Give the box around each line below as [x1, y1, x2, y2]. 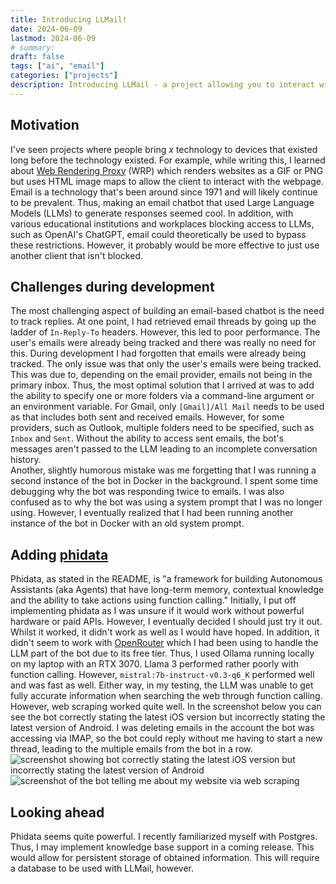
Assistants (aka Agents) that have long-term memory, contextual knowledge [10, 584, 325, 596]
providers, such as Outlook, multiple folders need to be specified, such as [10, 422, 315, 434]
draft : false [10, 52, 65, 62]
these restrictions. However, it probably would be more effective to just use [10, 239, 320, 251]
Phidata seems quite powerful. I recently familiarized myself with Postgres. [10, 831, 318, 842]
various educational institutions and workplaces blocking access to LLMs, [10, 217, 315, 230]
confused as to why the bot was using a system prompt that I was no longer [10, 496, 323, 508]
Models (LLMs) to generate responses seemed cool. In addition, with [10, 207, 294, 219]
